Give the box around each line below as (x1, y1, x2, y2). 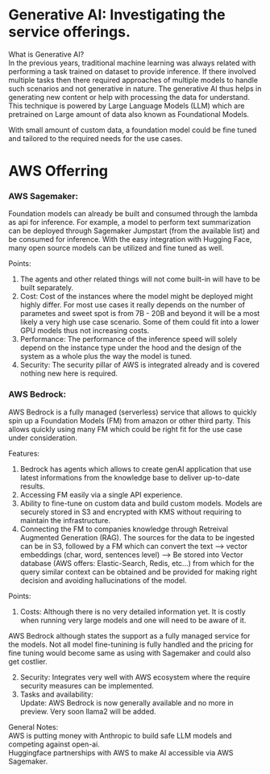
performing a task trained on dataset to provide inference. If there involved (8, 66, 256, 76)
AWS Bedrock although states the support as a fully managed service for (8, 630, 251, 640)
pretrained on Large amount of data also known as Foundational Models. (8, 109, 250, 119)
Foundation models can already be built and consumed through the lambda (8, 209, 258, 218)
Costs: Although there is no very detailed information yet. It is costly (19, 606, 246, 616)
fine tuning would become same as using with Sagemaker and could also (8, 647, 251, 658)
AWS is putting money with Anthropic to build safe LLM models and (8, 730, 232, 740)
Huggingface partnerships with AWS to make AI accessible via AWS (8, 747, 234, 757)
